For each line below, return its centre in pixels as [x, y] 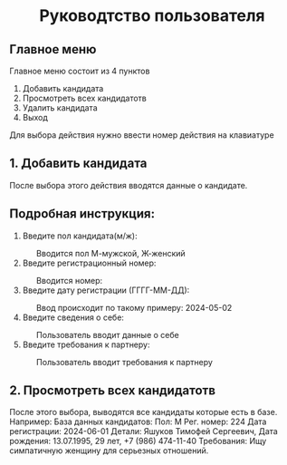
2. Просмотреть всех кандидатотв [112, 391]
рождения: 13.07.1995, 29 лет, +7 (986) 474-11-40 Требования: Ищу [138, 441]
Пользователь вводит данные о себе [107, 334]
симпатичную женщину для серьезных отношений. [109, 450]
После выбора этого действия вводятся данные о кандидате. [129, 185]
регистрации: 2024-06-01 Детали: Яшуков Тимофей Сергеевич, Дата [143, 431]
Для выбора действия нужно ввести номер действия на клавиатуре [142, 135]
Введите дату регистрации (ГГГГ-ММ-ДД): [106, 290]
